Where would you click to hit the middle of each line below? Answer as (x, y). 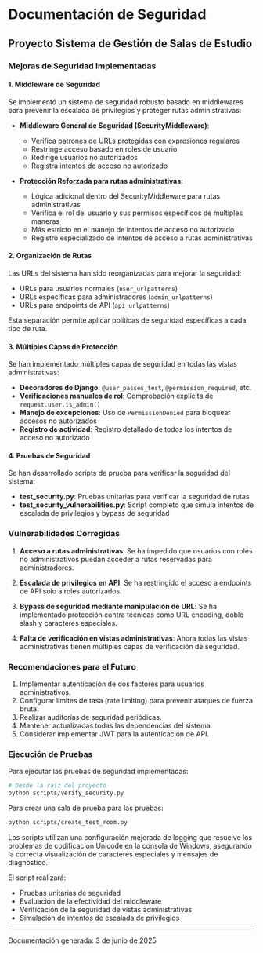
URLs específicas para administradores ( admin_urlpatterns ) (116, 297)
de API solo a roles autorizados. (71, 591)
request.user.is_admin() (60, 405)
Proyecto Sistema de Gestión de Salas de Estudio (130, 44)
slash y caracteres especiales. (68, 623)
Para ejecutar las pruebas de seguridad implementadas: (99, 772)
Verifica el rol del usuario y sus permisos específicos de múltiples (137, 213)
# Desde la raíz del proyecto (58, 786)
